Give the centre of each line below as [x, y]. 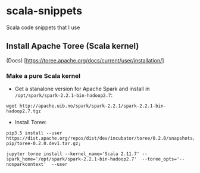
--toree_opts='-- [163, 159]
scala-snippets [44, 11]
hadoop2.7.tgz [24, 111]
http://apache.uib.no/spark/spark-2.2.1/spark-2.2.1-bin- [93, 106]
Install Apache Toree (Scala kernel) [73, 46]
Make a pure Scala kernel [43, 76]
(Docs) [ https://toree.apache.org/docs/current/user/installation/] [85, 60]
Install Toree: [31, 122]
